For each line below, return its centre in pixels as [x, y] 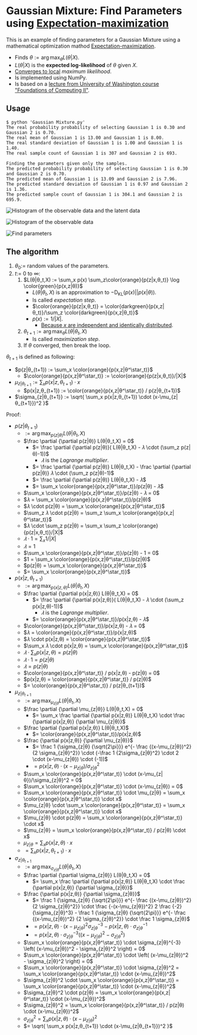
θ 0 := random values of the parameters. [62, 267]
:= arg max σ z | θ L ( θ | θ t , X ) [53, 868]
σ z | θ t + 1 [23, 859]
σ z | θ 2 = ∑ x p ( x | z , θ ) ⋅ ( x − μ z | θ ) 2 [60, 1019]
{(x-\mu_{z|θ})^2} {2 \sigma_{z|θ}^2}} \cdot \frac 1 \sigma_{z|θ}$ [111, 919]
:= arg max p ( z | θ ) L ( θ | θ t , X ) [56, 434]
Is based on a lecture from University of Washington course [87, 84]
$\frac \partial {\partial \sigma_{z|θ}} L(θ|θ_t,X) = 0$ [87, 875]
